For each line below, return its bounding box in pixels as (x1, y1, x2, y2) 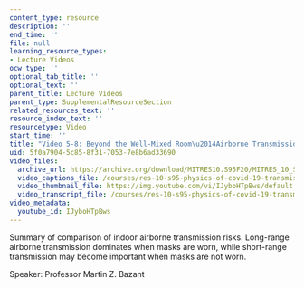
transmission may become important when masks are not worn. (9, 251, 247, 262)
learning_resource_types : (9, 47, 107, 56)
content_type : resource (9, 13, 100, 23)
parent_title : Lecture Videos (9, 89, 124, 98)
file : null (9, 38, 51, 48)
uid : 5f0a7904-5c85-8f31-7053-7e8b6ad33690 (9, 148, 176, 157)
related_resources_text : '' (9, 106, 116, 115)
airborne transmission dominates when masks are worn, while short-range (9, 241, 288, 252)
